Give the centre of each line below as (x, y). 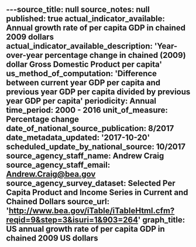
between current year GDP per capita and (83, 83)
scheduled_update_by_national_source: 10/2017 (96, 147)
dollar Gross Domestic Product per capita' (84, 65)
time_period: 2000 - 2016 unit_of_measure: (87, 110)
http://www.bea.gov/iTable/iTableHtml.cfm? (92, 211)
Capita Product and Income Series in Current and (97, 193)
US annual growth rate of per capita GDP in (85, 229)
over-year (25, 55)
